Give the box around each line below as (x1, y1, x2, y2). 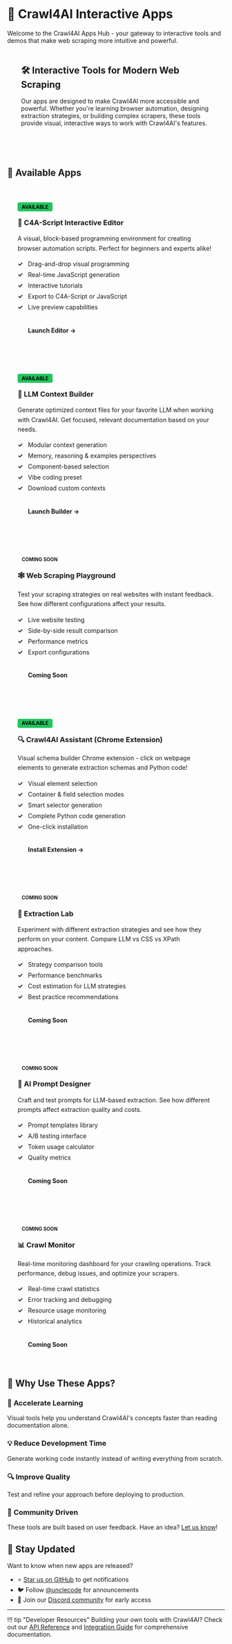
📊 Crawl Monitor (17, 1240, 75, 1250)
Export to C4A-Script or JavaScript (28, 292, 128, 300)
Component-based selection (28, 462, 109, 471)
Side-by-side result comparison (28, 626, 119, 634)
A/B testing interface (28, 1132, 87, 1140)
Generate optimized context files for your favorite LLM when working (17, 406, 214, 414)
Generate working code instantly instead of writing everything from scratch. (7, 1454, 223, 1462)
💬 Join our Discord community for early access (17, 1596, 152, 1604)
